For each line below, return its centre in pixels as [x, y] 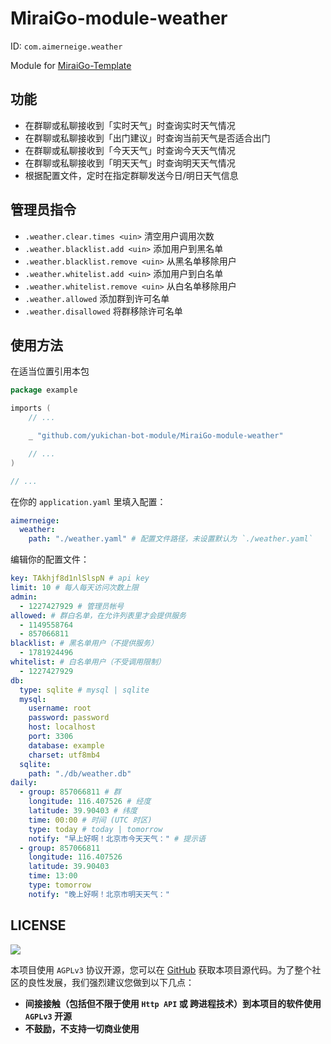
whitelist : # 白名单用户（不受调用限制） [88, 662]
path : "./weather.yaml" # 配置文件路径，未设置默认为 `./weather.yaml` [170, 539]
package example [44, 390]
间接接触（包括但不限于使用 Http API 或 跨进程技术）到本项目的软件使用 [173, 1003]
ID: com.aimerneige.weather [66, 46]
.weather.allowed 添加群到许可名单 [97, 298]
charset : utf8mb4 [64, 755]
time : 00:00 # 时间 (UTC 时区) [90, 820]
